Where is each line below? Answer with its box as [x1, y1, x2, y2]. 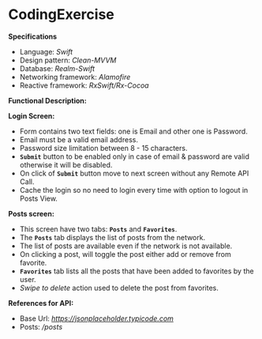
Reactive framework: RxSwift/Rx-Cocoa [19, 81, 149, 90]
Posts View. [19, 194, 58, 203]
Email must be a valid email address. [19, 134, 138, 144]
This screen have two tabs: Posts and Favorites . [19, 224, 178, 234]
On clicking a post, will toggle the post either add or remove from [19, 249, 231, 258]
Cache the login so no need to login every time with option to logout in [19, 185, 249, 194]
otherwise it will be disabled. [19, 160, 113, 169]
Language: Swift [19, 47, 73, 56]
